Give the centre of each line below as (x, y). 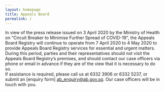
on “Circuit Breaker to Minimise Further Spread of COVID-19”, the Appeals (80, 38)
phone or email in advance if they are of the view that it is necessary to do (80, 64)
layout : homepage (23, 10)
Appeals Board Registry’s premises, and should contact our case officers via (82, 59)
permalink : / (18, 19)
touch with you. (21, 85)
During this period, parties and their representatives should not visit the (78, 53)
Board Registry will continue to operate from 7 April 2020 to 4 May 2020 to (81, 43)
